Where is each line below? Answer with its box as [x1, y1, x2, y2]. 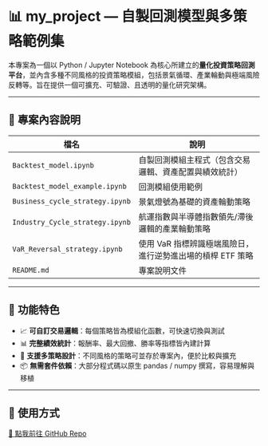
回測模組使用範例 [138, 181, 203, 192]
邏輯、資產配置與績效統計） [138, 166, 243, 177]
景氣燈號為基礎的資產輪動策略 [138, 196, 251, 207]
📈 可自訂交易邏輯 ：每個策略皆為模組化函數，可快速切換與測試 [19, 326, 225, 335]
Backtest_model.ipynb [12, 160, 94, 170]
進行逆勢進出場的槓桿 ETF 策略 [138, 250, 254, 261]
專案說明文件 [138, 265, 187, 276]
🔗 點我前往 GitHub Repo [8, 428, 87, 439]
